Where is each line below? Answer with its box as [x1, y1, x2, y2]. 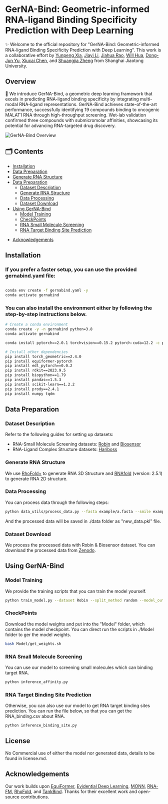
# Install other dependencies [5, 349, 68, 354]
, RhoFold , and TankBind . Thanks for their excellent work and [11, 788, 137, 794]
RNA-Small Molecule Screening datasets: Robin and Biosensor [12, 441, 141, 447]
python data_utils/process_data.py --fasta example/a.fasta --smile [5, 509, 151, 514]
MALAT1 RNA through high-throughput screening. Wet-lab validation [5, 111, 146, 118]
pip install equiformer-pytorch [5, 358, 72, 363]
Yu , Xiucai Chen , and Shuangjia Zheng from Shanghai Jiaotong [14, 57, 144, 63]
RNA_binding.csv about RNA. [5, 713, 65, 719]
